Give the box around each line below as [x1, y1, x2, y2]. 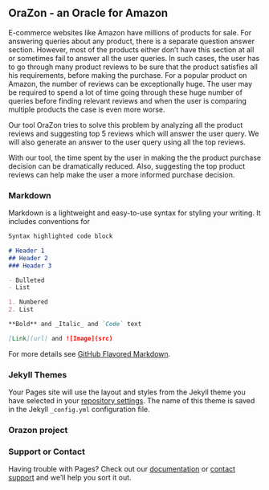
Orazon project [8, 425, 68, 436]
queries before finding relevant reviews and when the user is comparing [8, 96, 247, 105]
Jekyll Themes [8, 369, 67, 380]
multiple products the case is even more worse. [8, 104, 166, 114]
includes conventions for [8, 217, 91, 227]
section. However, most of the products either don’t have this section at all [8, 44, 255, 55]
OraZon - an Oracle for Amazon [8, 6, 169, 20]
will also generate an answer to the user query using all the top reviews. [8, 137, 247, 147]
